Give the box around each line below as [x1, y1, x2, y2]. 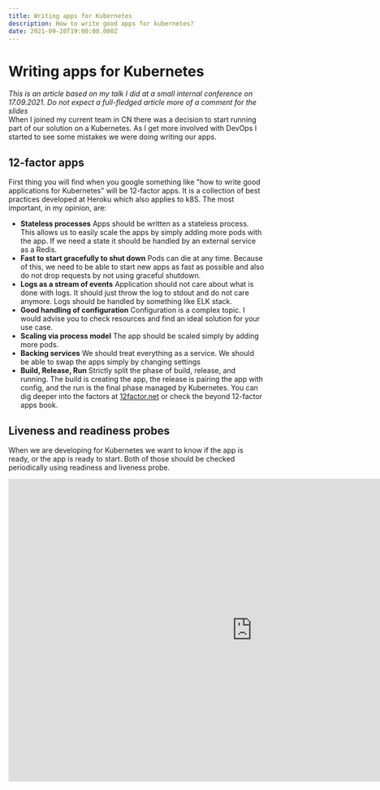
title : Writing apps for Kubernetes [8, 11, 132, 20]
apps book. [19, 400, 58, 410]
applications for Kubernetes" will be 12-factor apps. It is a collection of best [8, 186, 261, 196]
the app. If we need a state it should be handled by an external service [19, 237, 257, 246]
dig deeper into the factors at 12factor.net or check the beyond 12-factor [19, 392, 262, 402]
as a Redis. [19, 245, 58, 254]
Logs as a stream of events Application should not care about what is [19, 280, 254, 289]
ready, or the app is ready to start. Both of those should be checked [8, 454, 235, 463]
